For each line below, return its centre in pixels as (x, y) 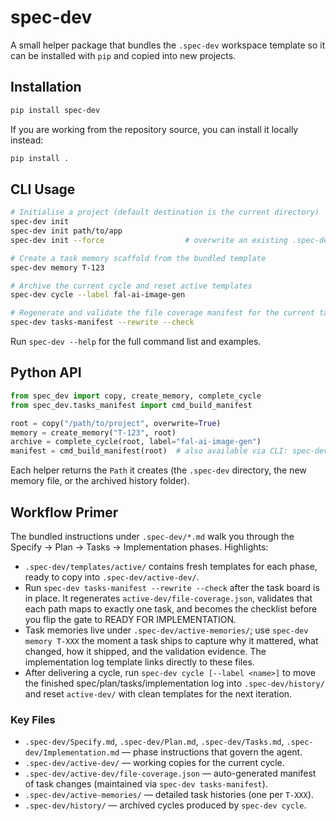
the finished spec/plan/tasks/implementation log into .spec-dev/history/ (174, 683)
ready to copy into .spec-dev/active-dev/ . (112, 577)
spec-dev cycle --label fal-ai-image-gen (98, 295)
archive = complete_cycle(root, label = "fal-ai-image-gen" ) (136, 442)
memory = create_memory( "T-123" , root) (93, 432)
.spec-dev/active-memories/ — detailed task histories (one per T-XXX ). (169, 795)
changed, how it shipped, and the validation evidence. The (145, 651)
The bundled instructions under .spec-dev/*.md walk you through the (152, 536)
